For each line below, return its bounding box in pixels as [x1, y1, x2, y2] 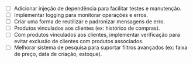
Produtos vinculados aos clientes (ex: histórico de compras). [13, 24, 160, 32]
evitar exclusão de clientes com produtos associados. [13, 38, 144, 45]
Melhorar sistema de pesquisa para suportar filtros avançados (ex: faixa [13, 44, 188, 51]
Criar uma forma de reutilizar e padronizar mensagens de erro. [13, 18, 165, 25]
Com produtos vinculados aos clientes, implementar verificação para [13, 32, 181, 38]
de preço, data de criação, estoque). [13, 51, 102, 58]
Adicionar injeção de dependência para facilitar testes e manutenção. [13, 5, 182, 12]
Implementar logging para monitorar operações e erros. [13, 12, 149, 19]
